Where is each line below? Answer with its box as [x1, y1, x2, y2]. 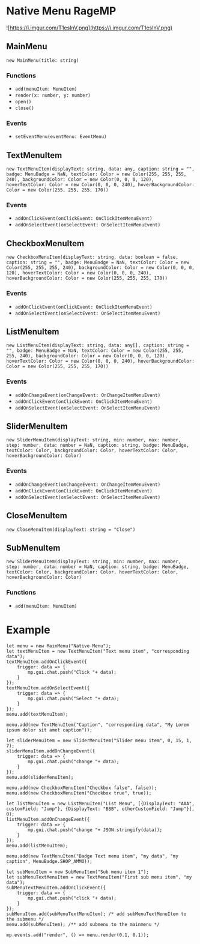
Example [6, 623, 50, 637]
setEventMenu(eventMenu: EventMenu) [14, 134, 107, 140]
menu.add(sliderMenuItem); [6, 774, 74, 780]
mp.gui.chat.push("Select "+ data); [28, 695, 120, 701]
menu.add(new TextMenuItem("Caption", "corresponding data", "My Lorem [6, 722, 189, 728]
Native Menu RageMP [6, 4, 117, 18]
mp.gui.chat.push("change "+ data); [28, 758, 120, 764]
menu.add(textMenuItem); [6, 711, 68, 717]
